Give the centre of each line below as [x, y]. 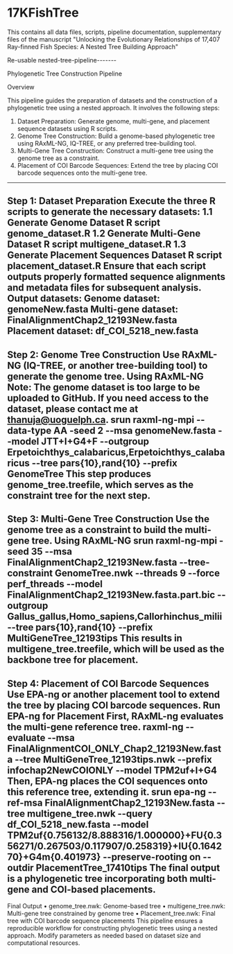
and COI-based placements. [94, 889]
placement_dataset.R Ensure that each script [107, 266]
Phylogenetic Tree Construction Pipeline [65, 73]
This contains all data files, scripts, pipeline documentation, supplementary [114, 32]
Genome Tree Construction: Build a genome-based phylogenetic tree [116, 136]
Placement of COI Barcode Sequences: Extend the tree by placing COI [118, 165]
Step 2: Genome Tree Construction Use [94, 355]
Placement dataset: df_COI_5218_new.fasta [103, 331]
